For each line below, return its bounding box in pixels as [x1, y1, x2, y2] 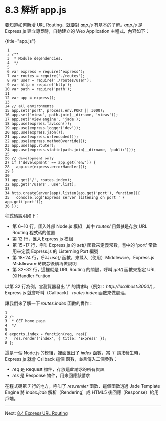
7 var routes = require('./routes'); [7, 73, 85, 78]
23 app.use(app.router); [5, 143, 56, 148]
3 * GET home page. [5, 318, 48, 323]
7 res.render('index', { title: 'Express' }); [5, 336, 107, 341]
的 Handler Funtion [12, 273, 51, 279]
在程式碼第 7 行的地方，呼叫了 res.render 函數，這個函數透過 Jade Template [5, 383, 160, 389]
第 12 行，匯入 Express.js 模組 [12, 236, 73, 242]
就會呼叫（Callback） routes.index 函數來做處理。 [27, 289, 129, 295]
